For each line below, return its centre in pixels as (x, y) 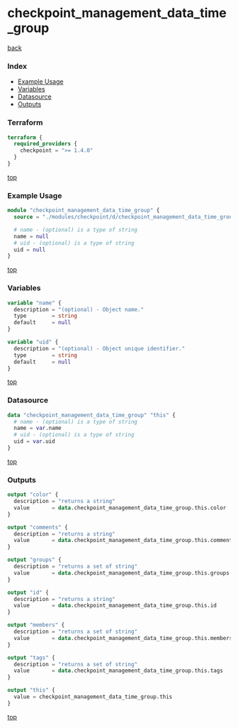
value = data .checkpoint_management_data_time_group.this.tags (118, 671)
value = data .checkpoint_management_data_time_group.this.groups (122, 573)
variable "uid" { (33, 342)
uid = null (30, 250)
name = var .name (38, 428)
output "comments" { (38, 527)
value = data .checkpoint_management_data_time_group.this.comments (125, 541)
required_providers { (46, 144)
